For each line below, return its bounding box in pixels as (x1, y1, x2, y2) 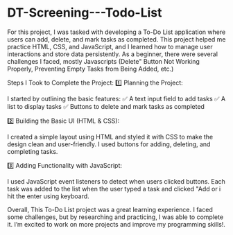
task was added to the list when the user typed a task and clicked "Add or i (7, 184, 221, 193)
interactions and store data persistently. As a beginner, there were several (7, 50, 218, 58)
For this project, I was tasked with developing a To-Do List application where (7, 28, 226, 36)
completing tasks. (7, 147, 58, 155)
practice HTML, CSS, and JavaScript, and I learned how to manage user (7, 42, 213, 51)
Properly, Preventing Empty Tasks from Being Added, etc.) (7, 64, 174, 73)
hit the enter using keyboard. (7, 192, 90, 200)
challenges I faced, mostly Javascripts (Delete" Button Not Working (7, 57, 200, 65)
